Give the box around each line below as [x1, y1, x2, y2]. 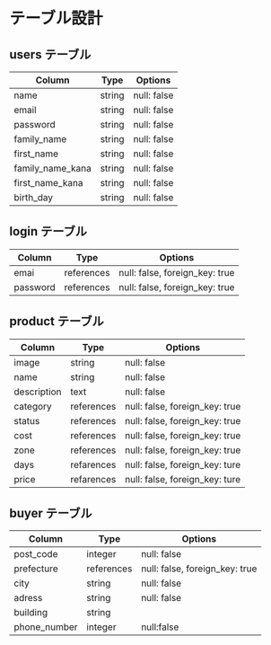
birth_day [13, 191, 54, 203]
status [13, 414, 40, 427]
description [13, 385, 62, 398]
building [13, 606, 48, 619]
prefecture [13, 562, 58, 575]
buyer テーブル [9, 506, 92, 521]
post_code [13, 548, 58, 561]
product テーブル [9, 314, 105, 329]
